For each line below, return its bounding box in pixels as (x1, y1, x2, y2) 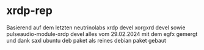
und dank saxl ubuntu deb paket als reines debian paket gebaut (6, 37, 167, 44)
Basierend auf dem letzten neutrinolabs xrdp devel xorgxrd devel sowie (6, 24, 186, 31)
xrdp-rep (6, 4, 53, 18)
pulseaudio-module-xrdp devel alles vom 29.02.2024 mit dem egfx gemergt (6, 30, 198, 37)
